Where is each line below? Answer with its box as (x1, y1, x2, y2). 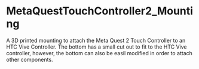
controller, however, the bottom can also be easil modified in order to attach (6, 49, 193, 56)
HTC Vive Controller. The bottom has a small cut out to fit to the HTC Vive (6, 43, 187, 50)
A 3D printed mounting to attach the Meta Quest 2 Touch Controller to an (6, 37, 186, 44)
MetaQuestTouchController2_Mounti (6, 4, 193, 18)
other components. (6, 56, 53, 63)
